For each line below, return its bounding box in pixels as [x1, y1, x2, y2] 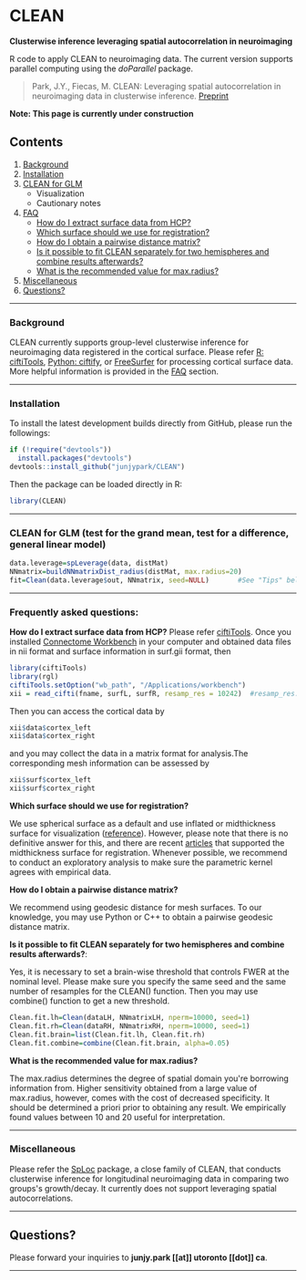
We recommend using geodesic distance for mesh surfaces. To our [9, 902, 262, 913]
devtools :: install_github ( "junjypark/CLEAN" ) [9, 463, 185, 472]
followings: [9, 428, 51, 439]
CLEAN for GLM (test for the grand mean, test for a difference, [9, 526, 290, 539]
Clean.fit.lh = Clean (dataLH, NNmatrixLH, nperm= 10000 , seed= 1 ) [9, 1014, 250, 1023]
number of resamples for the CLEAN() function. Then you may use [9, 986, 259, 997]
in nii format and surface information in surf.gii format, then [9, 646, 231, 657]
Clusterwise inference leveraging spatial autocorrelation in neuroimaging [9, 36, 293, 47]
